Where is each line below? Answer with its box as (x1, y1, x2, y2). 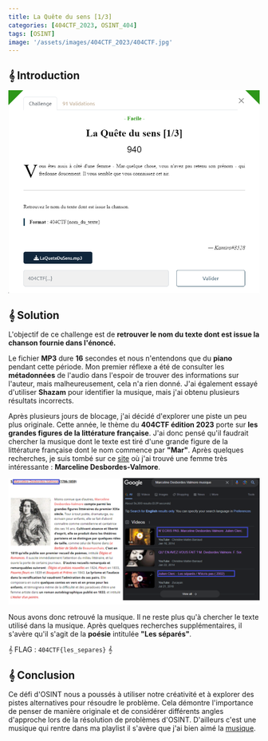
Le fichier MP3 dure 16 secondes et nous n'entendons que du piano (8, 353, 233, 363)
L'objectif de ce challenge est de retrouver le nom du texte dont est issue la (8, 329, 260, 339)
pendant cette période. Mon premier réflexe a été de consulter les (8, 362, 225, 372)
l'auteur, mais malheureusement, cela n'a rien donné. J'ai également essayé (8, 379, 258, 388)
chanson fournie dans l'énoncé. (8, 338, 116, 348)
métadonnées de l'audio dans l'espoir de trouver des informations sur (8, 371, 239, 380)
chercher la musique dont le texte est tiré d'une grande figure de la (8, 437, 229, 447)
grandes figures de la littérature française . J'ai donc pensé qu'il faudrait (8, 428, 249, 438)
